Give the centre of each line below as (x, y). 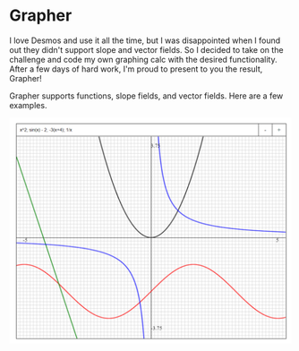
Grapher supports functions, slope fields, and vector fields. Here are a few (146, 96)
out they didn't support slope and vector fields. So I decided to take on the (146, 49)
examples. (28, 105)
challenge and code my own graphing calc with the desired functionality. (143, 59)
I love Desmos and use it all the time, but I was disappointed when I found (145, 40)
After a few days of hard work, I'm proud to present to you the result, (136, 69)
